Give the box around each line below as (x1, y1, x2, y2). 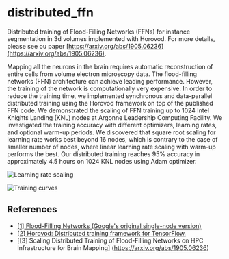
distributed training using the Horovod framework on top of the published (7, 99, 213, 107)
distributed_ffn (7, 5, 94, 21)
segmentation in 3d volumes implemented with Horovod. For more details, (7, 34, 215, 42)
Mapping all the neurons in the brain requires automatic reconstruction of (7, 62, 213, 71)
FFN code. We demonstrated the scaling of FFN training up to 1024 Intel (7, 106, 210, 114)
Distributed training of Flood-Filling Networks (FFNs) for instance (7, 27, 190, 36)
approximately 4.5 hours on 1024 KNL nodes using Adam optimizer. (7, 157, 197, 165)
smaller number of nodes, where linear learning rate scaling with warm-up (7, 143, 217, 151)
